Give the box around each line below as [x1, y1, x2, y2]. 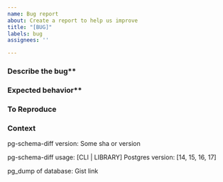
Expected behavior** [7, 85, 82, 95]
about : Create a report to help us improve [7, 17, 138, 24]
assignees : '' [7, 37, 50, 44]
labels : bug [7, 30, 43, 38]
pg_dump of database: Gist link [7, 167, 99, 176]
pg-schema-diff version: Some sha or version [7, 140, 141, 148]
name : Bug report [7, 10, 59, 18]
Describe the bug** [7, 67, 77, 76]
